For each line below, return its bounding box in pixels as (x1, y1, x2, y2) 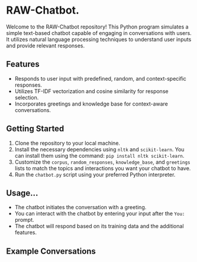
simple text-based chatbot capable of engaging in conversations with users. (6, 29, 192, 36)
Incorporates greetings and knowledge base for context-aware (14, 100, 169, 107)
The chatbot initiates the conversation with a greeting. (14, 204, 147, 211)
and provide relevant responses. (6, 42, 85, 49)
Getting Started (6, 124, 64, 134)
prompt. (14, 216, 34, 223)
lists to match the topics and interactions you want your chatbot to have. (14, 164, 191, 172)
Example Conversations (6, 246, 96, 256)
